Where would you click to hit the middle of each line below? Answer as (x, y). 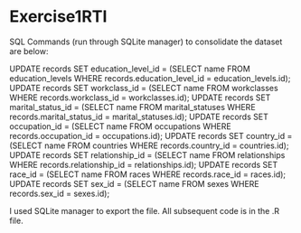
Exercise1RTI (58, 17)
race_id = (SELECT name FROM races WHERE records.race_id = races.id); (148, 174)
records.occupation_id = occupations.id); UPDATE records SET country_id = (151, 135)
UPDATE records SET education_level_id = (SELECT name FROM (130, 69)
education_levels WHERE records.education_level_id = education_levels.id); (150, 78)
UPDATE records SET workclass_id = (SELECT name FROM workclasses (144, 88)
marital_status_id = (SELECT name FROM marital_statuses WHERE (132, 107)
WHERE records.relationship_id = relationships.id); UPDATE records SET (144, 164)
